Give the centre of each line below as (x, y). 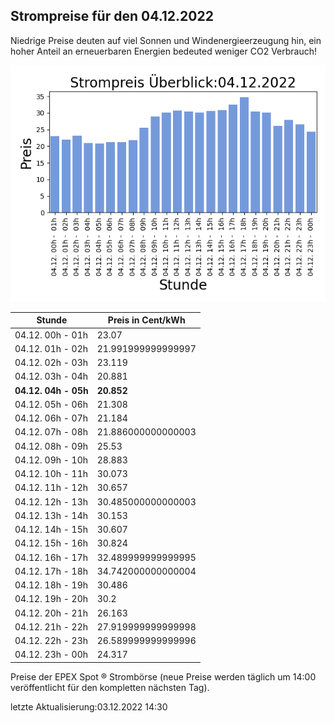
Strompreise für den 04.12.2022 (112, 16)
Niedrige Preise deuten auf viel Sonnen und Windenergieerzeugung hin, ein (166, 40)
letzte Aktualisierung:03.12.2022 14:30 (89, 706)
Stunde (52, 320)
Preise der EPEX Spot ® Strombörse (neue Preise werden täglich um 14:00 (163, 676)
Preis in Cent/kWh (146, 320)
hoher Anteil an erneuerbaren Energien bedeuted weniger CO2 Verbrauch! (164, 51)
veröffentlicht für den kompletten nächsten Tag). (110, 687)
